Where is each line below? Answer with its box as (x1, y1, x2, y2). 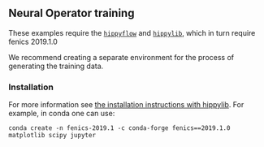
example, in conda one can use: (8, 109, 115, 119)
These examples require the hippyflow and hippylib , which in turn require (8, 28, 256, 37)
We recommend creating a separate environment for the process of (8, 52, 235, 62)
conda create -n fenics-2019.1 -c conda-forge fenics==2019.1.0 (8, 124, 231, 132)
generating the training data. (8, 61, 104, 71)
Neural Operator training (8, 6, 135, 20)
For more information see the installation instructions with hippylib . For (8, 100, 245, 110)
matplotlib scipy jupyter (8, 132, 96, 140)
